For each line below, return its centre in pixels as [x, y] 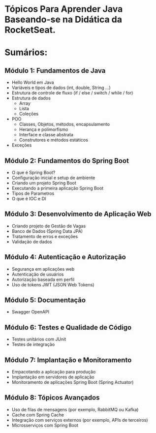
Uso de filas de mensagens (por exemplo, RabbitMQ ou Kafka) [75, 409]
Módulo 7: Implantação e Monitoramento [68, 360]
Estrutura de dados [31, 98]
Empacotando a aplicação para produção [54, 372]
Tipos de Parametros [33, 193]
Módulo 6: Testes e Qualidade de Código [68, 327]
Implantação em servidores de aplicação [53, 377]
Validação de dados [32, 242]
